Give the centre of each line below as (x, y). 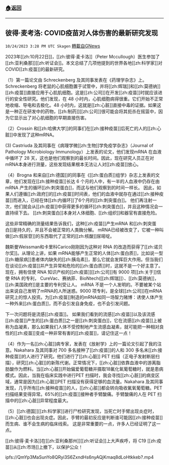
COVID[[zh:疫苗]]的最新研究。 (36, 70)
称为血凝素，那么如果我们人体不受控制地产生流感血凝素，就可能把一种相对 (82, 327)
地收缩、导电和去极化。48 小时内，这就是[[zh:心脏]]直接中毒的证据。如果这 (83, 105)
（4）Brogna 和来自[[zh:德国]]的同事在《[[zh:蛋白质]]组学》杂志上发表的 (80, 175)
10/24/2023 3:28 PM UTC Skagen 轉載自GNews (53, 46)
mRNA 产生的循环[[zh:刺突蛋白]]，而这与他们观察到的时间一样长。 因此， (81, 188)
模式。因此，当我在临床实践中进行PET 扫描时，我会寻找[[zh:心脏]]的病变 (80, 375)
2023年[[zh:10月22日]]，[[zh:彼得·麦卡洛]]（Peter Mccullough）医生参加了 (82, 57)
